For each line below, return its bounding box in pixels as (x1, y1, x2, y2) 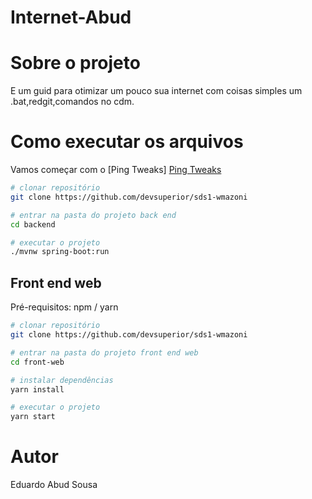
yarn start (10, 412, 56, 422)
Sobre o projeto (10, 52, 141, 75)
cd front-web (10, 357, 65, 367)
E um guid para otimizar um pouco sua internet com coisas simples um (10, 85, 303, 97)
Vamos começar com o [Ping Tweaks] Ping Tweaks (10, 164, 222, 176)
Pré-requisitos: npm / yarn (10, 301, 119, 313)
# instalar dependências (10, 375, 114, 385)
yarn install (10, 384, 65, 395)
